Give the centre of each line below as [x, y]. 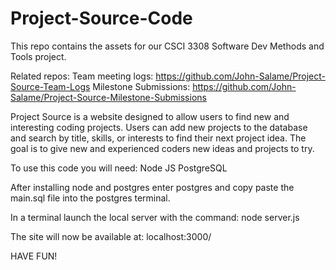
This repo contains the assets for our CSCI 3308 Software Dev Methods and [167, 46]
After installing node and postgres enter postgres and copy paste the [152, 187]
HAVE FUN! [34, 256]
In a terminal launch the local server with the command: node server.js [155, 217]
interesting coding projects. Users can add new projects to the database [159, 127]
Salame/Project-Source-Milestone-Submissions [108, 97]
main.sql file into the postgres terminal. [90, 198]
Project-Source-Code [101, 18]
